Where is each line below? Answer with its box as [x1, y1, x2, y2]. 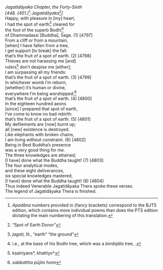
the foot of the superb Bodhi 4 [5, 26, 64, 33]
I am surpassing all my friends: [5, 69, 66, 75]
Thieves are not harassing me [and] [5, 58, 76, 64]
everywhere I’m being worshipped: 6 [5, 90, 77, 96]
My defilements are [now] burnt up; [5, 121, 76, 127]
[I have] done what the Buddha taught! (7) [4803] [5, 158, 104, 163]
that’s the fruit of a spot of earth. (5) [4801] [5, 116, 91, 122]
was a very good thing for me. [5, 147, 65, 153]
